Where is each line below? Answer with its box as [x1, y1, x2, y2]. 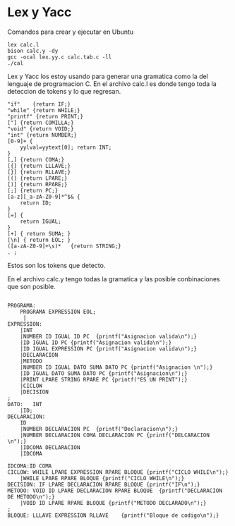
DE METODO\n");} [7, 493, 55, 501]
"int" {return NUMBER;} [7, 131, 78, 138]
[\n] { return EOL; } [7, 236, 71, 243]
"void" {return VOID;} [7, 125, 74, 133]
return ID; [20, 199, 52, 207]
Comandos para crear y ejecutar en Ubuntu [7, 27, 134, 36]
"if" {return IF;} [7, 100, 71, 108]
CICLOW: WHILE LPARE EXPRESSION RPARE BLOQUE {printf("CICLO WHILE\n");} [7, 468, 229, 476]
